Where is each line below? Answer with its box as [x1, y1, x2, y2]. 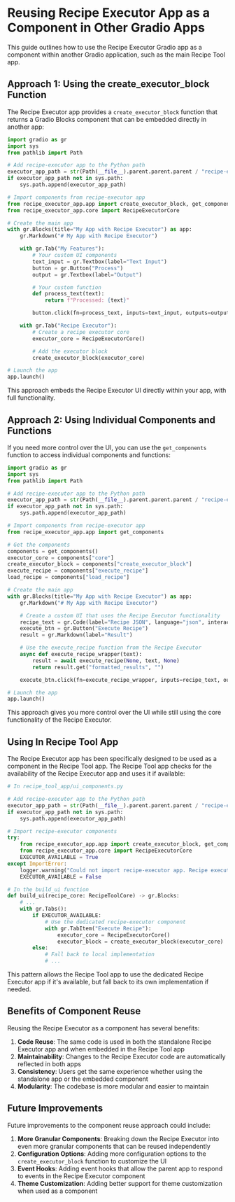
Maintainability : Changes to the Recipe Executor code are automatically [17, 1052, 226, 1061]
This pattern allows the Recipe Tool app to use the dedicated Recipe [7, 970, 204, 978]
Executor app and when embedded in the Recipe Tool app [17, 1044, 185, 1053]
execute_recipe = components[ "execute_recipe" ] [7, 567, 149, 575]
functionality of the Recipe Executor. [7, 715, 112, 724]
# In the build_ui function [7, 886, 90, 893]
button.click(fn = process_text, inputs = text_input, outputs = [32, 309, 211, 316]
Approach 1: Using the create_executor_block [7, 78, 210, 90]
